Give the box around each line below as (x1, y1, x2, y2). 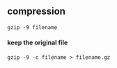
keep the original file (7, 38, 68, 47)
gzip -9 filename (7, 24, 58, 31)
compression (7, 6, 66, 17)
